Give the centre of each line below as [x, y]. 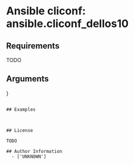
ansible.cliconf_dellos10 [68, 24]
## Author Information [34, 151]
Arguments [28, 79]
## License [20, 130]
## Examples [21, 109]
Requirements [33, 46]
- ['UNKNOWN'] [29, 157]
